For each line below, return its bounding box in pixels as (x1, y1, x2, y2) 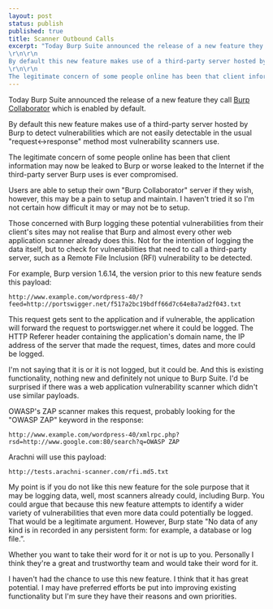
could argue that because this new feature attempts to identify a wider (8, 499, 244, 509)
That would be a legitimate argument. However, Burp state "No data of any (8, 516, 258, 526)
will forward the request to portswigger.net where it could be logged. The (8, 323, 254, 333)
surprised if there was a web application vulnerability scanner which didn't (8, 381, 258, 391)
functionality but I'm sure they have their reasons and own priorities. (8, 591, 237, 601)
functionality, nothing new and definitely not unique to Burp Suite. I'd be (8, 373, 249, 383)
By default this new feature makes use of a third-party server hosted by (8, 119, 249, 128)
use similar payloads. (8, 390, 80, 400)
